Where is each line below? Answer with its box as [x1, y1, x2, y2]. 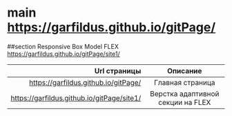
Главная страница [154, 77, 215, 87]
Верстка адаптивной [149, 88, 220, 98]
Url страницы [94, 66, 142, 75]
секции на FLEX [158, 97, 211, 107]
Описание [166, 66, 202, 75]
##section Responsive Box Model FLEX [7, 42, 119, 50]
